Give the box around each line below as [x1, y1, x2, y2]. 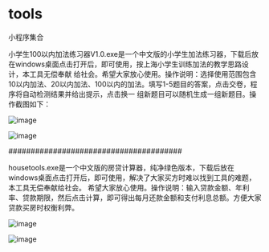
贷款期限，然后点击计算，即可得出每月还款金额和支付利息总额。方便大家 [22, 193, 262, 202]
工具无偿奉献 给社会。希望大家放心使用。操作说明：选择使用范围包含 [29, 69, 257, 78]
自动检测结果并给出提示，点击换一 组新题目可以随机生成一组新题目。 [22, 89, 250, 98]
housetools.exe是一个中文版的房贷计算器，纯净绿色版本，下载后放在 [8, 162, 234, 172]
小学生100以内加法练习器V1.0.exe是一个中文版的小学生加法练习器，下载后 [8, 49, 252, 58]
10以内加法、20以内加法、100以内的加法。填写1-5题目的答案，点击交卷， [8, 79, 251, 89]
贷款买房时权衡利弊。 [8, 202, 79, 212]
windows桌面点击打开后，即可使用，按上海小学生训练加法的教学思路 [14, 59, 243, 69]
